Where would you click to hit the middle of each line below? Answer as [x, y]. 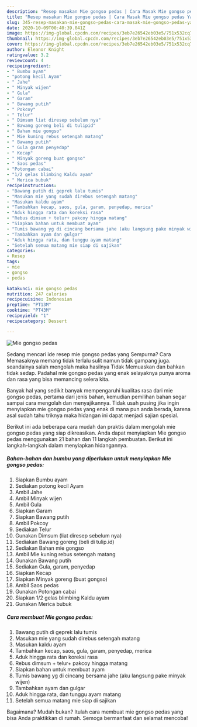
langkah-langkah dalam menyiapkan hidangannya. [67, 445]
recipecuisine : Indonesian [39, 299]
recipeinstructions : [32, 185]
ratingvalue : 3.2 [28, 55]
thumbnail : [20, 39]
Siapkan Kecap [33, 573]
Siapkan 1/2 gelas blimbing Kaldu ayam [62, 598]
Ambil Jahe [29, 492]
